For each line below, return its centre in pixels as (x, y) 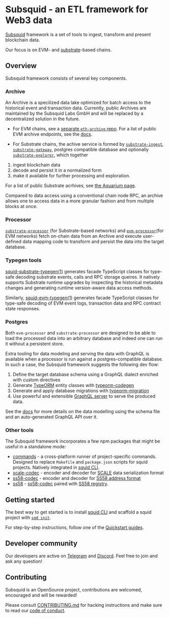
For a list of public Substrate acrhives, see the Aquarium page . (71, 186)
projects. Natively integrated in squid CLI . (56, 467)
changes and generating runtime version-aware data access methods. (79, 288)
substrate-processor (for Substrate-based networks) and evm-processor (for (84, 231)
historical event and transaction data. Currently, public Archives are (76, 108)
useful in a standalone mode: (36, 447)
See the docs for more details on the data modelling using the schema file (83, 411)
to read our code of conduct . (36, 610)
